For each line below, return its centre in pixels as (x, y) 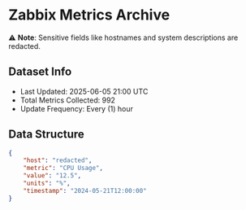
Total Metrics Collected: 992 (68, 100)
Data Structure (47, 135)
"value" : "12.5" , (52, 176)
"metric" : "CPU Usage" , (63, 168)
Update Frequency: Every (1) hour (77, 108)
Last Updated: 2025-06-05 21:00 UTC (84, 91)
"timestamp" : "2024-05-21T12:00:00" (85, 190)
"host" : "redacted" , (58, 160)
